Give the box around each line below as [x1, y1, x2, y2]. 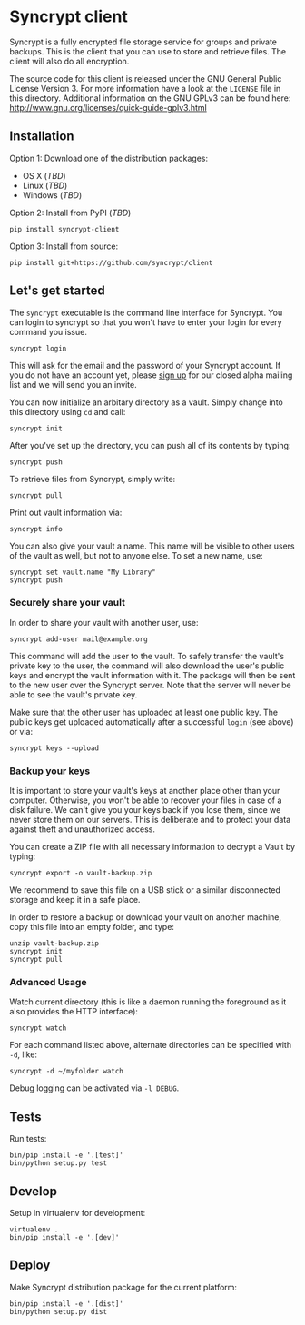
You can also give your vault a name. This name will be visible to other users [9, 540, 295, 551]
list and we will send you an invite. [9, 379, 138, 390]
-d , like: [9, 1049, 38, 1060]
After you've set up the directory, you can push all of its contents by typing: [9, 440, 291, 450]
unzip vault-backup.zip [9, 939, 100, 948]
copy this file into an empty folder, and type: [9, 922, 175, 933]
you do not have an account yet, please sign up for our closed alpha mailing [9, 370, 293, 381]
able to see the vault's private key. [9, 688, 138, 700]
